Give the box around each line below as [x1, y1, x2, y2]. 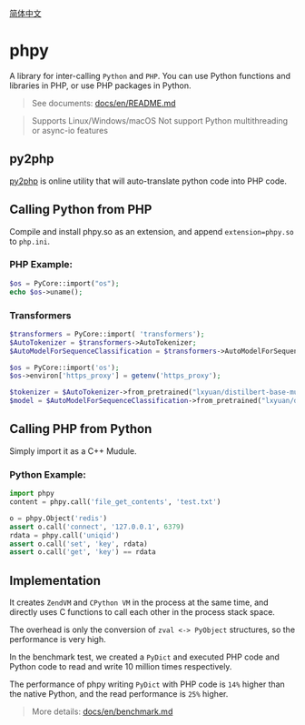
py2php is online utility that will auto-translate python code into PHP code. [9, 176, 288, 186]
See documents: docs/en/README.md [31, 97, 176, 108]
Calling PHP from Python [9, 421, 152, 437]
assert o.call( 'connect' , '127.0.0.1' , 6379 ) [9, 522, 184, 531]
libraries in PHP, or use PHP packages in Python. [9, 80, 192, 91]
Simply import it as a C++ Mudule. [9, 445, 138, 457]
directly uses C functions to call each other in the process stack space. [9, 607, 275, 618]
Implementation [9, 572, 102, 589]
